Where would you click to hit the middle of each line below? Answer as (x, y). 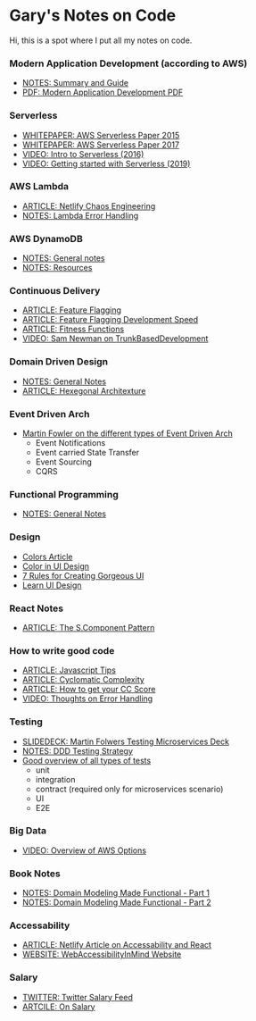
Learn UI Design (52, 585)
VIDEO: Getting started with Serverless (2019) (106, 163)
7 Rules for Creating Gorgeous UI (83, 575)
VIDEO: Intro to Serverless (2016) (83, 154)
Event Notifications (70, 443)
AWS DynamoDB (46, 239)
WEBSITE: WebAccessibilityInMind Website (102, 954)
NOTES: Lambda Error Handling (80, 215)
